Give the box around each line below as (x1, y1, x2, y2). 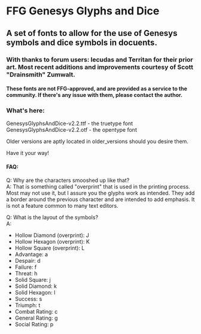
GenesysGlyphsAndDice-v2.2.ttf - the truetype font (6, 120, 133, 127)
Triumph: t (14, 301, 41, 309)
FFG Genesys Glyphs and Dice (6, 4, 160, 18)
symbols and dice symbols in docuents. (6, 37, 157, 47)
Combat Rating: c (14, 308, 58, 315)
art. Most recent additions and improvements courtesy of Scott (6, 63, 193, 71)
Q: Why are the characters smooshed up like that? (6, 177, 130, 184)
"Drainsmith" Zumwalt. (6, 70, 76, 78)
